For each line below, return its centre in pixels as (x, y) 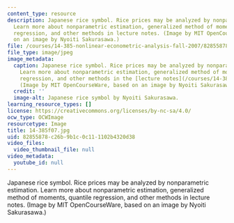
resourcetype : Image (37, 124)
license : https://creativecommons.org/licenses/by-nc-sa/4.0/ (99, 111)
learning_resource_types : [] (49, 105)
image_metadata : (31, 59)
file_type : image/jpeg (40, 53)
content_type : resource (42, 14)
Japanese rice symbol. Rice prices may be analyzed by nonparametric (108, 183)
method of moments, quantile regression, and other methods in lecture (109, 197)
